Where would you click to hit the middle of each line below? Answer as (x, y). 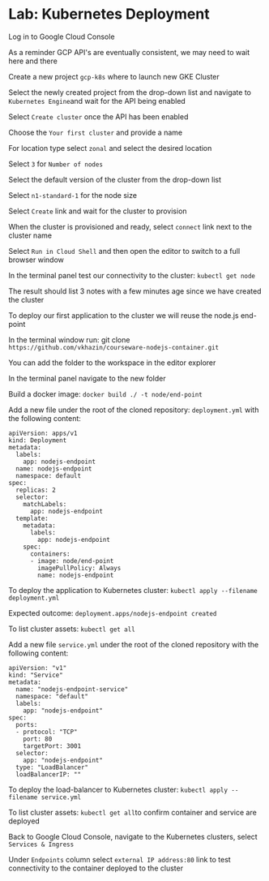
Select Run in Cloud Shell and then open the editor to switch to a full (124, 251)
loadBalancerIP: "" (49, 774)
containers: (50, 554)
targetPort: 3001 (52, 746)
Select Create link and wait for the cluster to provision (98, 211)
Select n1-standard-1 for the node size (73, 195)
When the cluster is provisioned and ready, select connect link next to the (130, 226)
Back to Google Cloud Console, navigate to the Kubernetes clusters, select (133, 836)
